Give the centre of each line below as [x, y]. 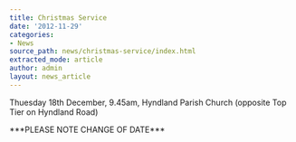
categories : [32, 34]
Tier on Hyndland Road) [54, 112]
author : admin [36, 69]
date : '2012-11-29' [46, 26]
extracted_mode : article [56, 60]
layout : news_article [50, 77]
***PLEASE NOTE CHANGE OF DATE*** [87, 129]
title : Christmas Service [58, 18]
